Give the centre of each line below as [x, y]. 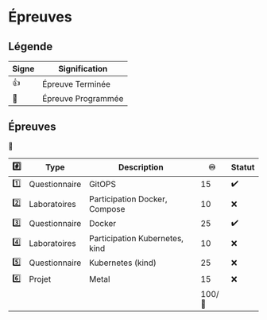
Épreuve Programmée [83, 98]
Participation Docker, [128, 199]
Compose [107, 209]
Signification [83, 69]
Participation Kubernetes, [136, 238]
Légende [31, 47]
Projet [40, 279]
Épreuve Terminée [77, 84]
